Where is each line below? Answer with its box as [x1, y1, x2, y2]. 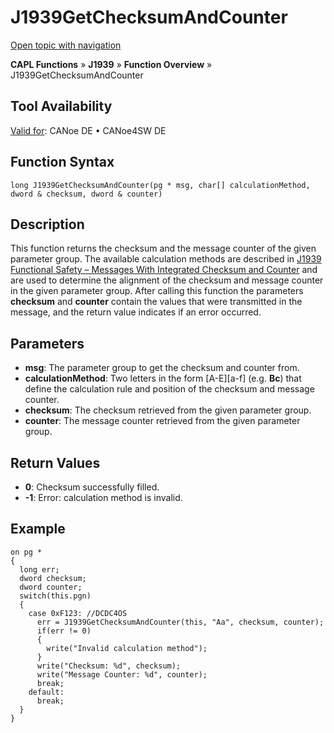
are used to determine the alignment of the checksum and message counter [10, 274, 324, 286]
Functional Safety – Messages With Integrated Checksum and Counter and [10, 264, 318, 276]
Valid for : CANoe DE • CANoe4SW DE [10, 124, 167, 136]
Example [10, 521, 66, 538]
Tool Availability [10, 98, 113, 115]
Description [10, 216, 85, 233]
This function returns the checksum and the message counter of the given [10, 242, 317, 255]
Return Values [10, 454, 101, 471]
